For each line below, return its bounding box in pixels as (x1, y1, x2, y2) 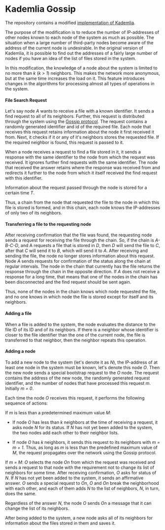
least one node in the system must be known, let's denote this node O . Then (5, 364, 160, 370)
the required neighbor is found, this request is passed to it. (5, 139, 124, 146)
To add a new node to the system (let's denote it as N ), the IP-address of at (5, 359, 158, 365)
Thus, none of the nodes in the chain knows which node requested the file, (5, 289, 157, 295)
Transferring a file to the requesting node (5, 221, 92, 227)
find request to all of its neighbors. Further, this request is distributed (5, 113, 144, 119)
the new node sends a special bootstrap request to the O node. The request (5, 370, 159, 375)
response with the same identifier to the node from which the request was (5, 154, 155, 160)
